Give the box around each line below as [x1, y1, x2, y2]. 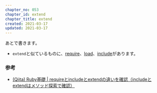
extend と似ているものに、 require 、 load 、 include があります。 [12, 51, 139, 57]
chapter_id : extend [5, 12, 46, 17]
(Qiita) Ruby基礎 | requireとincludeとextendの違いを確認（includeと [12, 77, 152, 83]
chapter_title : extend [5, 16, 52, 21]
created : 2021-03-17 [5, 21, 48, 26]
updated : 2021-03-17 [5, 26, 48, 31]
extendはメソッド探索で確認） [12, 83, 75, 89]
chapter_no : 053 [5, 7, 39, 12]
